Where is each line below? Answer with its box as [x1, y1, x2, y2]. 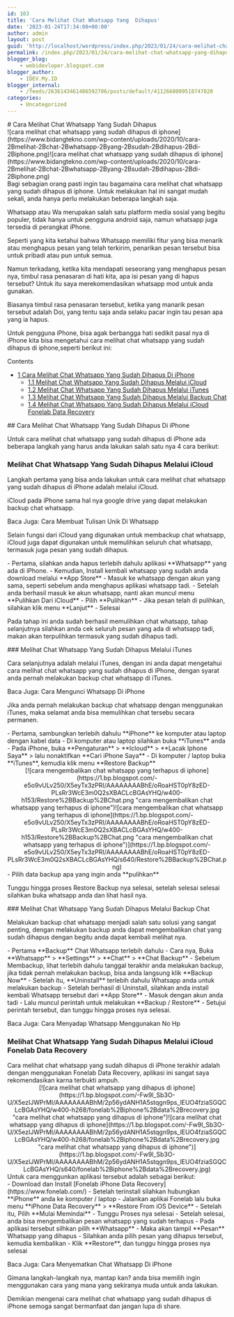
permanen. [7, 716, 39, 724]
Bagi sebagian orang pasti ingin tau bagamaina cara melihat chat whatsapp [7, 179, 223, 188]
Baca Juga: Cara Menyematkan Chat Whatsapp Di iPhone [7, 1260, 173, 1269]
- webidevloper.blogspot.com [19, 62, 104, 69]
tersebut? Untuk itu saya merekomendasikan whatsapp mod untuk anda [7, 279, 214, 288]
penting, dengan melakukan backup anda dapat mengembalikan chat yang [7, 925, 221, 934]
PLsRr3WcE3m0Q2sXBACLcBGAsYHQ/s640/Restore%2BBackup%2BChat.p [7, 856, 227, 864]
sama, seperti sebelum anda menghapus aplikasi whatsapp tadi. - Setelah [7, 581, 219, 590]
